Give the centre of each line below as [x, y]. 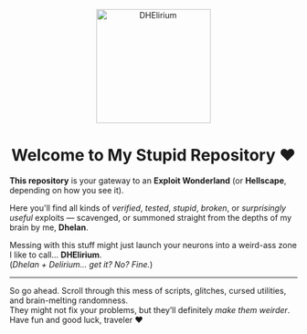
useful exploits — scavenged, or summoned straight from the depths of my [151, 217]
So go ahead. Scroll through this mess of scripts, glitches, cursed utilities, [148, 290]
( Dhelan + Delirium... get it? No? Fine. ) [81, 264]
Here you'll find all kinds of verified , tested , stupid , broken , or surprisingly [148, 208]
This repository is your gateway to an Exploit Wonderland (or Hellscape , [148, 180]
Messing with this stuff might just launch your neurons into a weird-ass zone [153, 245]
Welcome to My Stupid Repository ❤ [153, 156]
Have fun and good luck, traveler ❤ [76, 319]
